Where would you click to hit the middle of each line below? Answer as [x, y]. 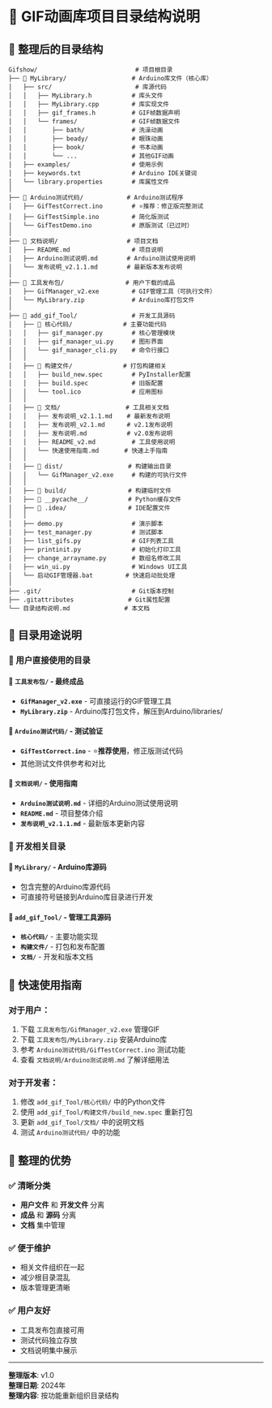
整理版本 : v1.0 [32, 1375]
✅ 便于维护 [30, 1248]
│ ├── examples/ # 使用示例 [86, 165]
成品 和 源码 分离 [48, 1215]
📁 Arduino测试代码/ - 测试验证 [56, 731]
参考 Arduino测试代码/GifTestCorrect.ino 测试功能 [103, 1049]
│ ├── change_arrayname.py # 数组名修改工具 [95, 558]
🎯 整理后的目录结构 [56, 49]
